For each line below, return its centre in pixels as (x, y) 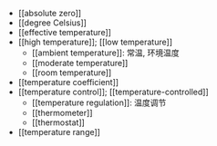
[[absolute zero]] (50, 13)
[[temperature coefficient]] (68, 82)
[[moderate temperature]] (80, 63)
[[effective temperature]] (65, 32)
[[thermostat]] (58, 122)
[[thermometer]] (62, 113)
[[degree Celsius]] (52, 23)
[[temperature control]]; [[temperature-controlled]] (114, 92)
